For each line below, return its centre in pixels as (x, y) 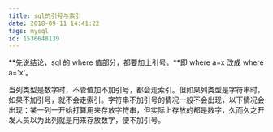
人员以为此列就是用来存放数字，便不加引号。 (90, 120)
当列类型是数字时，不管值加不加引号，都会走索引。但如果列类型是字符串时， (136, 90)
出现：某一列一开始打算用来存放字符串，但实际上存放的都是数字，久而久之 (133, 110)
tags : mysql (28, 31)
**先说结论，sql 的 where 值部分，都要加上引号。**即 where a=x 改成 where (136, 62)
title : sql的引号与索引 (45, 16)
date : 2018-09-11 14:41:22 (54, 23)
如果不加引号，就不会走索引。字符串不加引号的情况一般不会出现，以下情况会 (136, 100)
